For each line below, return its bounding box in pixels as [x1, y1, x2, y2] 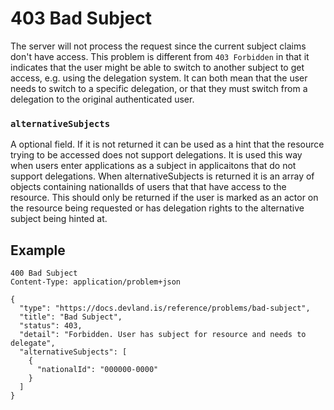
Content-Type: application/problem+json [10, 277, 182, 287]
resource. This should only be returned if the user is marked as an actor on [10, 192, 319, 204]
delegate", [10, 338, 56, 349]
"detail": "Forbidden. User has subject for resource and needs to [19, 330, 307, 340]
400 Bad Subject [10, 268, 78, 279]
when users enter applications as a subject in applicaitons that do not [10, 160, 297, 172]
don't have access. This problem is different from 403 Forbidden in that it [10, 50, 310, 62]
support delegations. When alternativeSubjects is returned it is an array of [10, 170, 315, 182]
